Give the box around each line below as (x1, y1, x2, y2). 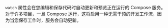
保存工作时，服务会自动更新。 (18, 17, 81, 23)
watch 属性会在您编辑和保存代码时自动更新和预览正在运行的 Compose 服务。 (5, 5, 166, 10)
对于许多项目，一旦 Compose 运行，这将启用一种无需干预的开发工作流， (5, 11, 158, 17)
